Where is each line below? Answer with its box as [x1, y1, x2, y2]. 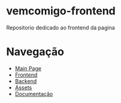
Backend [14, 77, 37, 84]
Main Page [14, 65, 42, 72]
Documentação [14, 90, 53, 97]
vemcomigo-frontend [6, 4, 116, 18]
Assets [14, 84, 32, 91]
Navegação [6, 45, 65, 59]
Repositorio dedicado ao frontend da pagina [6, 24, 115, 31]
